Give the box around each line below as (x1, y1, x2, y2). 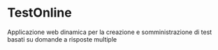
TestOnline (7, 5, 72, 21)
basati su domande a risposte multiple (7, 35, 117, 43)
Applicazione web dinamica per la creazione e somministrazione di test (7, 28, 212, 36)
